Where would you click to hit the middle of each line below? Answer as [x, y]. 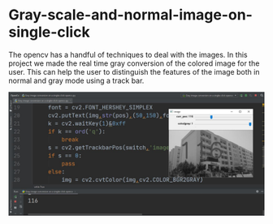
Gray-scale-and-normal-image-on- [131, 15]
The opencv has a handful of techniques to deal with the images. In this [128, 54]
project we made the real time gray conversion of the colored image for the [134, 63]
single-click [50, 32]
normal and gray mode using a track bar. [76, 80]
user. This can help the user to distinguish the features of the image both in [134, 71]
